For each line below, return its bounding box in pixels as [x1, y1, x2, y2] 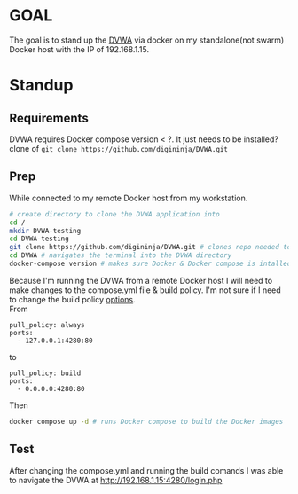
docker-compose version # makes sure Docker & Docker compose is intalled [9, 259, 292, 268]
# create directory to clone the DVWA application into [9, 209, 220, 218]
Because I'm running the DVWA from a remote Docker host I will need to [9, 275, 273, 286]
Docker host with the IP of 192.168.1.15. [9, 43, 150, 54]
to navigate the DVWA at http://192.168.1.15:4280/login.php [9, 474, 223, 485]
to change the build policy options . [9, 294, 136, 304]
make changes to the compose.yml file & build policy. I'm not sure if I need [9, 285, 281, 295]
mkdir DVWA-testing [9, 226, 82, 235]
